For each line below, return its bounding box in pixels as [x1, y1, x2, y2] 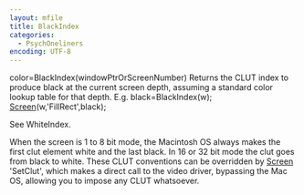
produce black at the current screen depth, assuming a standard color [9, 82, 274, 93]
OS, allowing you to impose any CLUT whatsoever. [9, 175, 200, 187]
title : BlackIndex [9, 22, 79, 31]
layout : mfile [9, 13, 64, 23]
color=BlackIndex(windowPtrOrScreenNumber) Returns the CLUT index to [9, 72, 289, 83]
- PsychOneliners [17, 38, 84, 48]
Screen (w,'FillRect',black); [9, 101, 107, 112]
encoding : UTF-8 [9, 47, 71, 56]
